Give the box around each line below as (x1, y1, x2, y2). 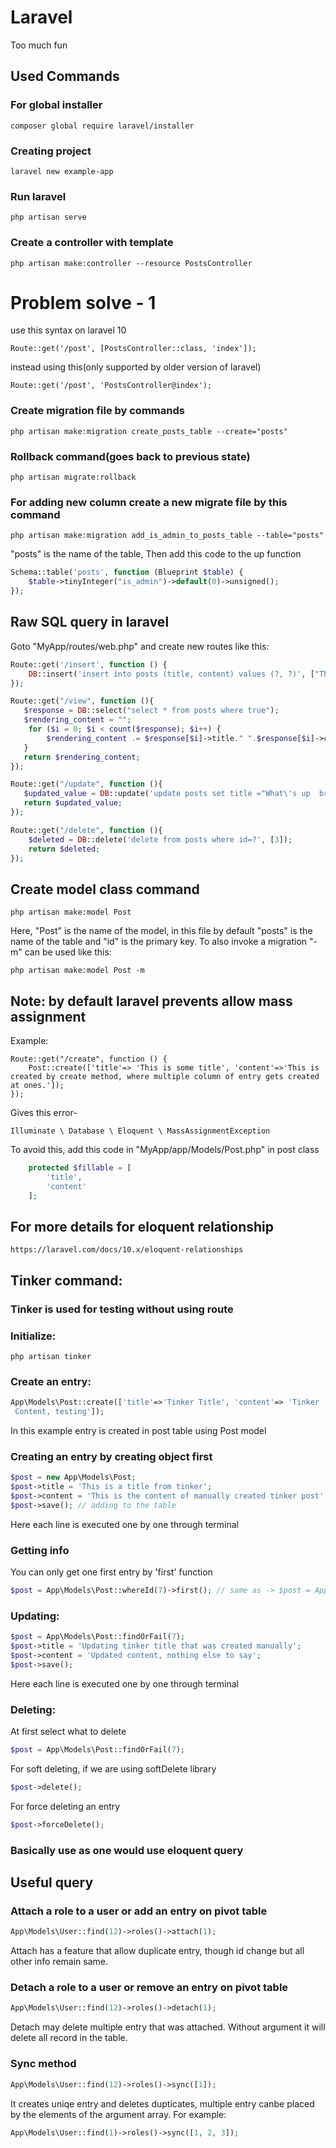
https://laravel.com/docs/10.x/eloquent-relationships (10, 1245, 244, 1255)
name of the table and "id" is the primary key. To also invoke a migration (10, 936, 308, 948)
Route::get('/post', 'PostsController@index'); (10, 381, 213, 391)
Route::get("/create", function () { (10, 1054, 168, 1065)
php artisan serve (10, 212, 87, 223)
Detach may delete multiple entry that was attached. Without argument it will (10, 2021, 326, 2033)
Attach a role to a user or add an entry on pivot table (10, 1904, 268, 1918)
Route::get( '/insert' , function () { (10, 659, 168, 670)
